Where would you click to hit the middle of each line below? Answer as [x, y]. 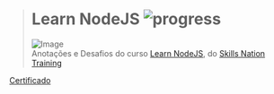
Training [47, 63]
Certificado [30, 80]
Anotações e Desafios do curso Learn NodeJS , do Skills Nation [148, 53]
